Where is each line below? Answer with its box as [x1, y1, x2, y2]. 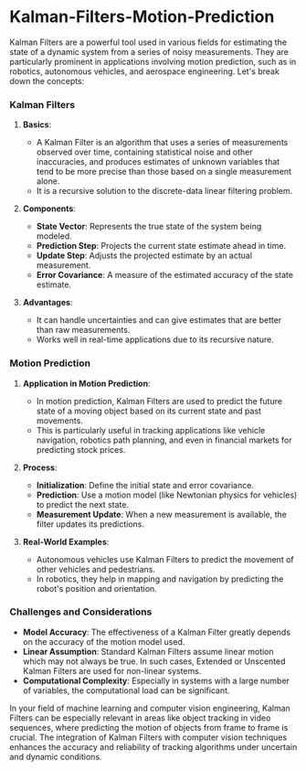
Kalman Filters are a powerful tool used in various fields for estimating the [9, 37, 288, 48]
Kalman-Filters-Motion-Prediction [9, 6, 275, 27]
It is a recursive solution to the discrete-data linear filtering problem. [36, 186, 293, 197]
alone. [36, 176, 60, 187]
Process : [22, 462, 58, 473]
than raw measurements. [36, 325, 131, 336]
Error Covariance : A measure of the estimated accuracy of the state [36, 270, 294, 281]
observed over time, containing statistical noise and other [36, 146, 253, 157]
